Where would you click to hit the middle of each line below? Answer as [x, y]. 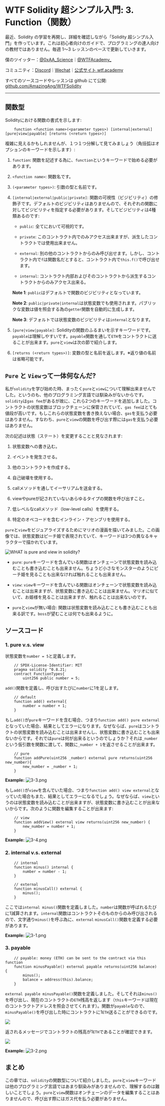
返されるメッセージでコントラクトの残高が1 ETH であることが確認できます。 [80, 1031]
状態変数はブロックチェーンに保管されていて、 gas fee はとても [94, 407]
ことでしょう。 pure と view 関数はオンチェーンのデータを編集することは [84, 1092]
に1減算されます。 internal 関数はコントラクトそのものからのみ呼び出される [81, 913]
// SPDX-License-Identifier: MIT [48, 665]
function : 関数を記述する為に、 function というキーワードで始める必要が [85, 160]
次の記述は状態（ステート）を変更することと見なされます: [64, 436]
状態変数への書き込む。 [36, 446]
